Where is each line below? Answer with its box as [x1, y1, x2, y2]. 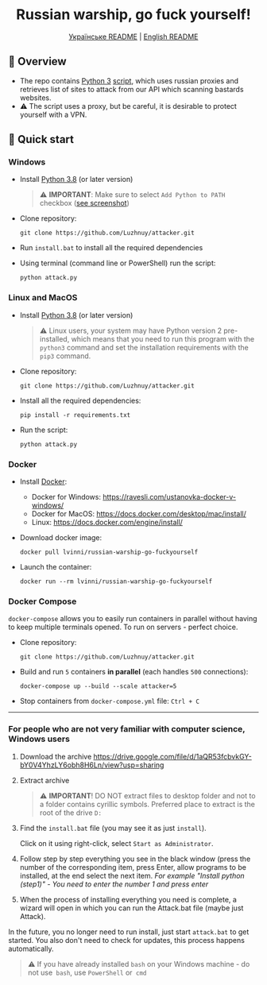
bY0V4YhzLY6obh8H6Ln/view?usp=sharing [19, 760, 164, 770]
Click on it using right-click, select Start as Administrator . [19, 838, 214, 848]
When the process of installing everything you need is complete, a [19, 894, 237, 904]
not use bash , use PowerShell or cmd [27, 968, 147, 977]
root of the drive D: [39, 808, 102, 817]
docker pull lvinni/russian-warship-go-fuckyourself [19, 548, 199, 557]
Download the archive [19, 751, 92, 761]
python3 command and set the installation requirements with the [39, 342, 249, 352]
